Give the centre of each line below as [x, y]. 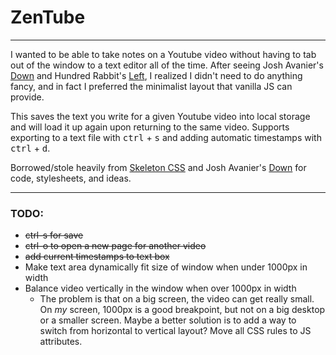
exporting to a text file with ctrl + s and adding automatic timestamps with [166, 137]
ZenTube [48, 17]
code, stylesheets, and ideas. [71, 178]
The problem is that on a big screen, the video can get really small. [177, 299]
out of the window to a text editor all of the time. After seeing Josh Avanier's [167, 65]
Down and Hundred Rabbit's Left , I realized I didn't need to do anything [156, 75]
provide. [27, 97]
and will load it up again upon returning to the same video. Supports [150, 127]
